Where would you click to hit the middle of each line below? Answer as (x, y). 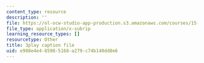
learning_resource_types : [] (43, 34)
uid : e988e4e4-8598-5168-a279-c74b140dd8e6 (62, 51)
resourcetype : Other (32, 40)
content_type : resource (36, 12)
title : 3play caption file (40, 46)
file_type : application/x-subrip (49, 28)
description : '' (27, 17)
